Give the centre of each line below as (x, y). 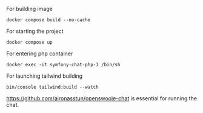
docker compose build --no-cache (48, 20)
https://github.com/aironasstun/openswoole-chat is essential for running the (102, 98)
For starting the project (35, 31)
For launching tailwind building (45, 76)
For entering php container (40, 53)
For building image (29, 9)
